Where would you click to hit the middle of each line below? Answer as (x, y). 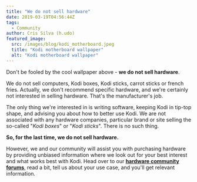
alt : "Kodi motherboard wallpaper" (55, 55)
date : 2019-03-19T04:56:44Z (41, 17)
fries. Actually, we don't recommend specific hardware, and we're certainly (97, 89)
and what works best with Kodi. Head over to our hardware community (93, 161)
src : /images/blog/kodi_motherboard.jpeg (63, 45)
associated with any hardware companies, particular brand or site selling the (99, 119)
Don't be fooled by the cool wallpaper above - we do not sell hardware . (93, 72)
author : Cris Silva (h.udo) (41, 33)
